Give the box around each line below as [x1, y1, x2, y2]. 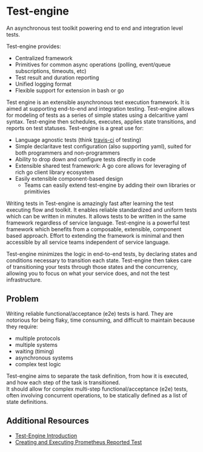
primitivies [24, 187, 50, 195]
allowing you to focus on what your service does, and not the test [6, 269, 170, 277]
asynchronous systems [15, 354, 74, 361]
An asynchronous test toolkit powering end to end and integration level [6, 24, 183, 32]
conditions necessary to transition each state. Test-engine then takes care [6, 257, 192, 264]
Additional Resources [6, 415, 89, 426]
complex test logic [15, 360, 62, 367]
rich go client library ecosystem [15, 169, 95, 176]
